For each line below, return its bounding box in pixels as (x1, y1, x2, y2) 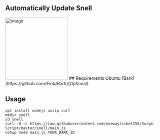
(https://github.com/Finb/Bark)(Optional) (5, 80, 89, 86)
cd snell (5, 117, 23, 122)
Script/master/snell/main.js (5, 126, 66, 131)
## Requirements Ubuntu (68, 75, 121, 81)
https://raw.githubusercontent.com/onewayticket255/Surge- (29, 121, 155, 126)
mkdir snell (5, 112, 30, 118)
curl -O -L (5, 121, 28, 126)
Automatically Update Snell (5, 4, 92, 12)
